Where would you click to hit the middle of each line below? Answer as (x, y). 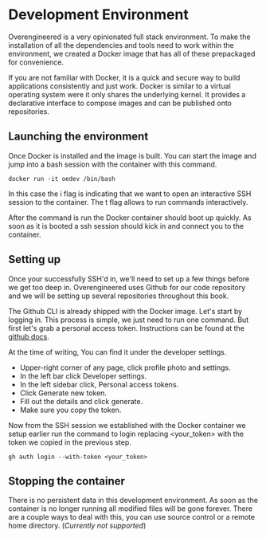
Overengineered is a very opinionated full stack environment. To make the (129, 37)
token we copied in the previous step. (70, 442)
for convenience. (36, 62)
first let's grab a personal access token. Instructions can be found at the (127, 328)
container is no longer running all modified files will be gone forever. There (131, 509)
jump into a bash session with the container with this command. (113, 164)
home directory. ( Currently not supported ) (77, 526)
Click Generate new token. (63, 393)
